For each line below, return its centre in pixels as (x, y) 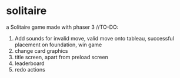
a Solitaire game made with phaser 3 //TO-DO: (62, 27)
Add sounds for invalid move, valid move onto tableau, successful (94, 38)
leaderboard (30, 63)
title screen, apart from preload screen (61, 57)
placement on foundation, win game (58, 45)
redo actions (30, 69)
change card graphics (41, 50)
